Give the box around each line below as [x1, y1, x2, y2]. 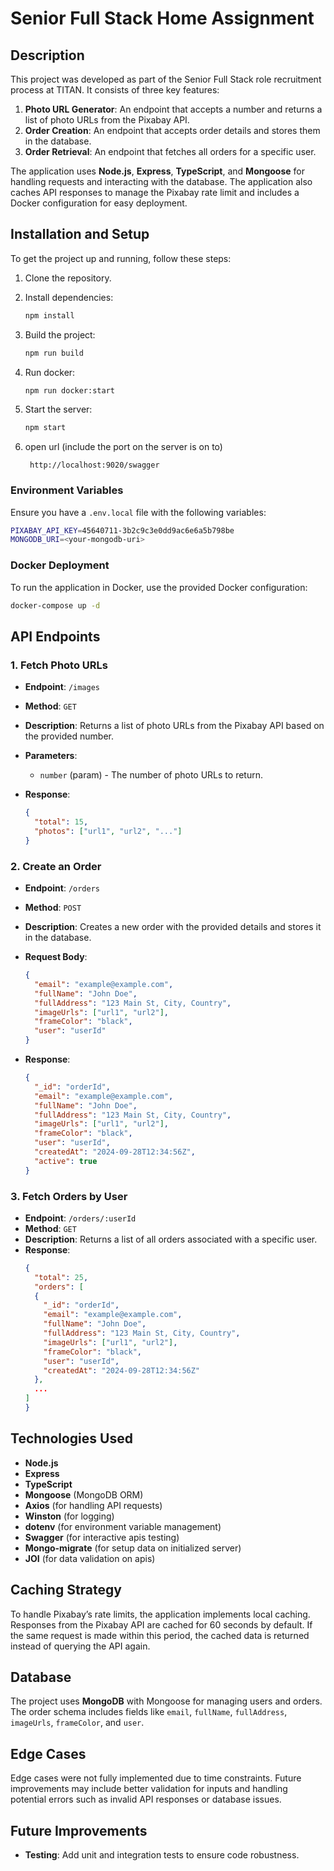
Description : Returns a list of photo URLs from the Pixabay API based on [24, 720, 325, 732]
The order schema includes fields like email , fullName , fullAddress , [10, 1706, 288, 1718]
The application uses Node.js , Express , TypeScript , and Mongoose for [10, 165, 306, 177]
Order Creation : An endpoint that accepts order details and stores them [24, 125, 321, 136]
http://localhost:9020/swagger [29, 460, 160, 471]
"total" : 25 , [34, 1272, 89, 1282]
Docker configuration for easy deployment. [10, 197, 188, 209]
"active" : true [34, 1156, 98, 1166]
